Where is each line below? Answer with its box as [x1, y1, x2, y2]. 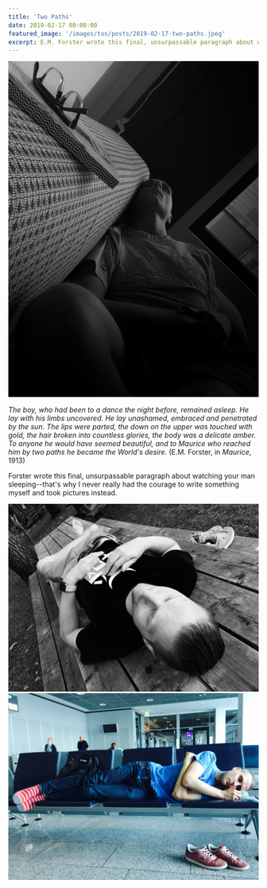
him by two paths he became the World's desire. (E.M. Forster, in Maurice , [8, 447, 252, 456]
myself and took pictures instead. [8, 487, 118, 497]
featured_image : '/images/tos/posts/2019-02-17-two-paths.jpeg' [8, 29, 226, 37]
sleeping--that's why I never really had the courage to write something [8, 479, 240, 489]
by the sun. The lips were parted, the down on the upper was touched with [8, 421, 253, 431]
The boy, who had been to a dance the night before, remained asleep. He [8, 405, 249, 414]
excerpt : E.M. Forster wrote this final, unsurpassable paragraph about [8, 38, 254, 46]
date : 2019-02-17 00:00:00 [8, 21, 98, 29]
